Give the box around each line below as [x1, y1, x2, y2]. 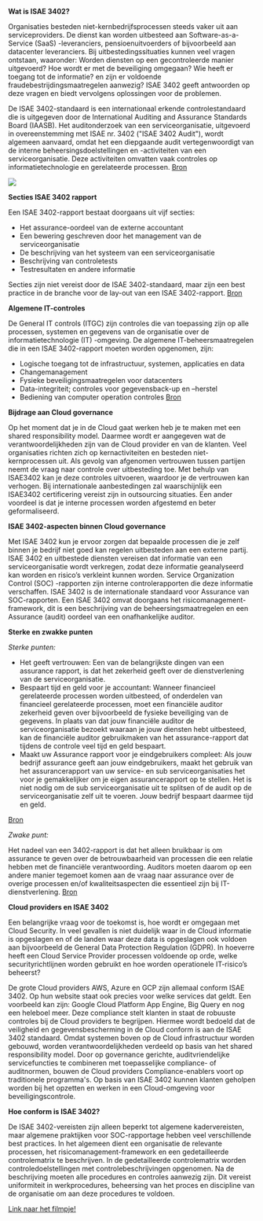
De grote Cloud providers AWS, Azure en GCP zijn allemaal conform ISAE [8, 983, 245, 992]
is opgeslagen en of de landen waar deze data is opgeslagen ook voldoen [8, 935, 247, 943]
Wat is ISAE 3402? [8, 7, 70, 16]
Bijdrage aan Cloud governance [8, 408, 114, 417]
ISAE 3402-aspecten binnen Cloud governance [8, 522, 166, 531]
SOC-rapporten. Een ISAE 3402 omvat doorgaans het [8, 595, 181, 605]
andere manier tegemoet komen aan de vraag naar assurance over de [8, 870, 234, 880]
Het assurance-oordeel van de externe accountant [19, 223, 184, 232]
